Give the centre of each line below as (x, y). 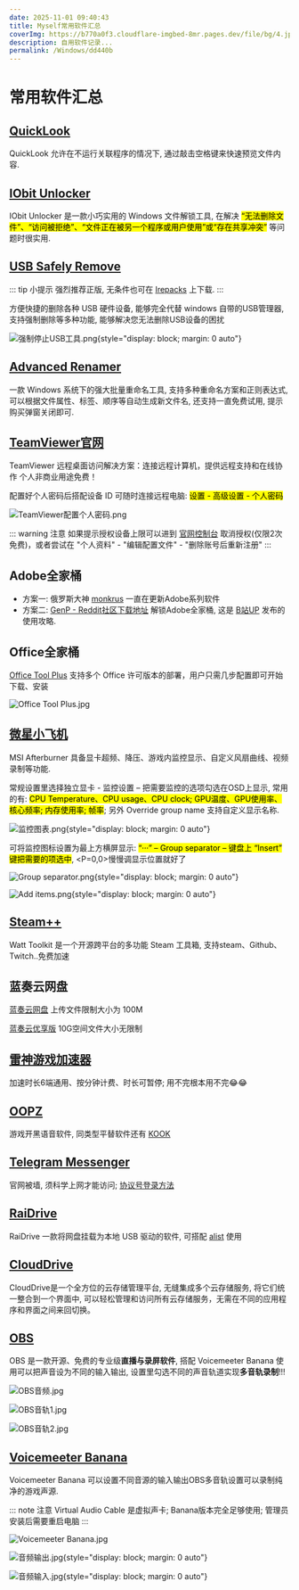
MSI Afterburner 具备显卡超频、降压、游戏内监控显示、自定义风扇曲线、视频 (149, 757)
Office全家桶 (44, 652)
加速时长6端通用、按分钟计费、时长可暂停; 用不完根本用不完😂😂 (128, 1083)
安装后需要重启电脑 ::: (49, 1521)
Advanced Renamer (65, 367)
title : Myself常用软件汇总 (55, 26)
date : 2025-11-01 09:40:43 (59, 17)
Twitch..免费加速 (39, 956)
